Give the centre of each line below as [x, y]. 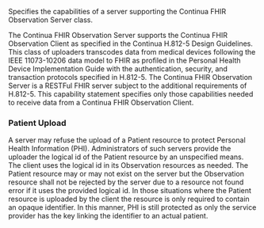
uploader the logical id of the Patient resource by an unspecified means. [126, 157]
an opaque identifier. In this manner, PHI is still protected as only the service [132, 207]
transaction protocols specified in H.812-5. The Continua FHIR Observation [130, 77]
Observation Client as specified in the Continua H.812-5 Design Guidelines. [131, 44]
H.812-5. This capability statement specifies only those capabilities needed [131, 94]
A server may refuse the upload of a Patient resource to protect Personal [127, 140]
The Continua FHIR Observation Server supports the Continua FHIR [118, 35]
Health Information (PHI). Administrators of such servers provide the [120, 149]
